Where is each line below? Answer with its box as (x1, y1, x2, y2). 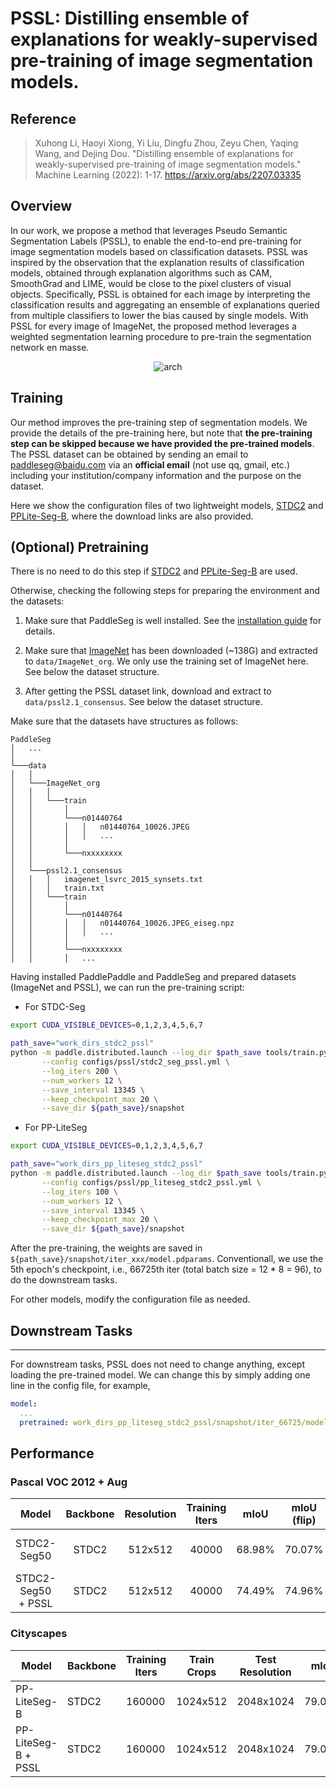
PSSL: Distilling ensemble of (10, 7, 250, 30)
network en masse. (10, 341, 90, 353)
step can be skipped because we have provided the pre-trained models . (10, 437, 315, 449)
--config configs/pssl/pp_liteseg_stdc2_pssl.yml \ (41, 1177, 262, 1187)
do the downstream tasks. (10, 1274, 118, 1286)
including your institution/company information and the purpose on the (10, 469, 302, 481)
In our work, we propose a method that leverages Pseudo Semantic (10, 224, 288, 236)
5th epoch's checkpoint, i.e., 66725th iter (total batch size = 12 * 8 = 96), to (10, 1263, 322, 1276)
